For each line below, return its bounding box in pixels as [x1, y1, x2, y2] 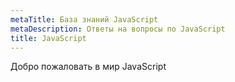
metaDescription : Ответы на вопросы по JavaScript [10, 24, 226, 34]
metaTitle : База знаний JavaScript [10, 14, 159, 25]
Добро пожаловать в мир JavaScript [10, 61, 167, 73]
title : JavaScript [10, 33, 87, 43]
